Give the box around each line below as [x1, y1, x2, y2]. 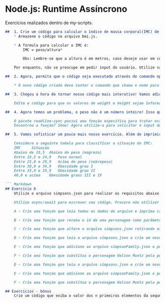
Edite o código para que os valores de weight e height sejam [14, 101, 144, 105]
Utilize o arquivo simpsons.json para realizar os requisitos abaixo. [14, 191, 162, 196]
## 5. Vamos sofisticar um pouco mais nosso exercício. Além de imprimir [5, 132, 162, 137]
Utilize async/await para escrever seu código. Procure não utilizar [14, 200, 160, 205]
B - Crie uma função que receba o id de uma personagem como [14, 218, 141, 223]
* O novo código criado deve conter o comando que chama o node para [14, 83, 160, 88]
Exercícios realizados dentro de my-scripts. [5, 20, 93, 26]
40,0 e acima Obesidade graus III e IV [14, 173, 102, 178]
